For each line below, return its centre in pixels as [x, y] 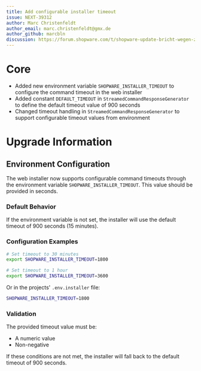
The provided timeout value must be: [51, 327]
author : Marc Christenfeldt [41, 23]
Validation [22, 313]
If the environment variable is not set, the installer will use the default [91, 220]
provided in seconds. [32, 191]
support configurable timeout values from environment [82, 117]
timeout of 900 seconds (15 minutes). [52, 226]
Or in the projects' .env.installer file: [53, 288]
